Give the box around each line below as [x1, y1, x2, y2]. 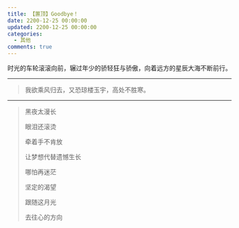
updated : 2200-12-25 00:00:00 [7, 23, 97, 31]
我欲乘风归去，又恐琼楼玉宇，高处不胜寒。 [24, 86, 150, 94]
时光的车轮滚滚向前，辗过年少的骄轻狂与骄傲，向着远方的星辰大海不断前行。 [7, 64, 232, 72]
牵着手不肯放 [24, 138, 63, 146]
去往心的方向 [24, 213, 63, 221]
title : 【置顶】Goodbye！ [7, 10, 79, 18]
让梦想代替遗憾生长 [24, 153, 82, 161]
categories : [7, 30, 43, 38]
